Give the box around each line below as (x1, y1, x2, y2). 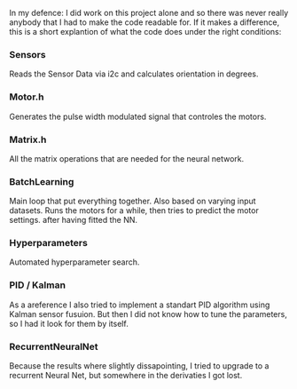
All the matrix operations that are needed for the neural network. (9, 153, 245, 163)
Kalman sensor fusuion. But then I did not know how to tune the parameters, (9, 308, 288, 319)
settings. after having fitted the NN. (9, 215, 138, 226)
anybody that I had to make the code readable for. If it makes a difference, (9, 17, 280, 28)
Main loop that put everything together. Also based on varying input (9, 195, 256, 207)
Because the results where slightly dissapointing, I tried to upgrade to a (9, 361, 270, 371)
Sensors (9, 48, 46, 60)
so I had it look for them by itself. (9, 318, 129, 329)
